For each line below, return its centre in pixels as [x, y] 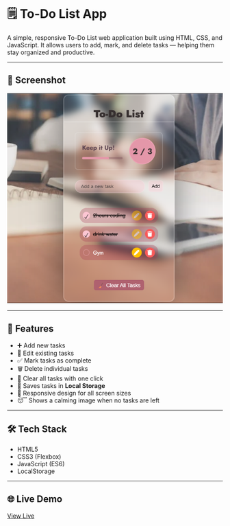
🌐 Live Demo [35, 499]
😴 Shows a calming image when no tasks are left [88, 400]
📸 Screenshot [37, 80]
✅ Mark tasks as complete [54, 360]
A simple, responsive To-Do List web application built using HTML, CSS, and [115, 37]
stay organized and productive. [51, 52]
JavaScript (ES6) [41, 464]
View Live [21, 516]
